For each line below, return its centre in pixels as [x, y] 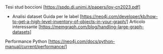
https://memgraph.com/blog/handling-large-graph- [92, 27]
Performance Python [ [27, 41]
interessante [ [26, 27]
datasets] [22, 32]
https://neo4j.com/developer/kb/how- [120, 16]
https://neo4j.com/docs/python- [82, 41]
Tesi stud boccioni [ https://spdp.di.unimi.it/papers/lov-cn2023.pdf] [73, 7]
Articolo [137, 22]
